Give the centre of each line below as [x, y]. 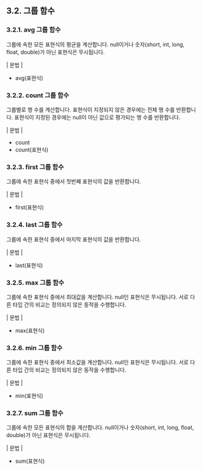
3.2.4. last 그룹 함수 [34, 225]
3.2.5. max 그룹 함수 [35, 283]
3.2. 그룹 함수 [30, 11]
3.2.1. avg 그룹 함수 [33, 30]
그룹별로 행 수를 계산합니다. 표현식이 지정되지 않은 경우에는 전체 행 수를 [91, 109]
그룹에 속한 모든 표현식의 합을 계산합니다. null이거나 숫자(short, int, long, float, [100, 428]
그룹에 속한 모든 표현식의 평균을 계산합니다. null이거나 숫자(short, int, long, [96, 44]
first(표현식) [30, 208]
